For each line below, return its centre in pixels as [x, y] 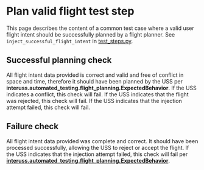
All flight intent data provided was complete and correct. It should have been [102, 141]
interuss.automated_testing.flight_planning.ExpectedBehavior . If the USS [101, 88]
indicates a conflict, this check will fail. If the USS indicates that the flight [97, 94]
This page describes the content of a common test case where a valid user [100, 28]
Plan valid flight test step [70, 11]
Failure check [33, 126]
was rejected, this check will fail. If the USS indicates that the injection [94, 101]
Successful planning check [59, 60]
